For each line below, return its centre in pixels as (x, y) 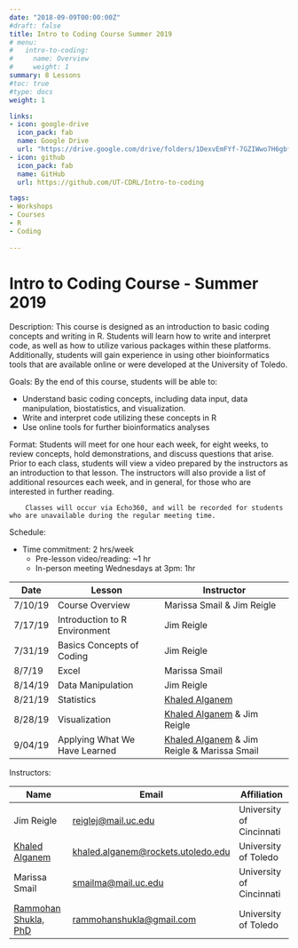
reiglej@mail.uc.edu (114, 821)
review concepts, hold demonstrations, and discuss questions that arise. (141, 454)
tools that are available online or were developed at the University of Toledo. (149, 364)
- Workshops (31, 207)
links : (21, 116)
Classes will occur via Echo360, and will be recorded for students (154, 508)
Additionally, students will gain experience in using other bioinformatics (140, 355)
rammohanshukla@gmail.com (134, 920)
